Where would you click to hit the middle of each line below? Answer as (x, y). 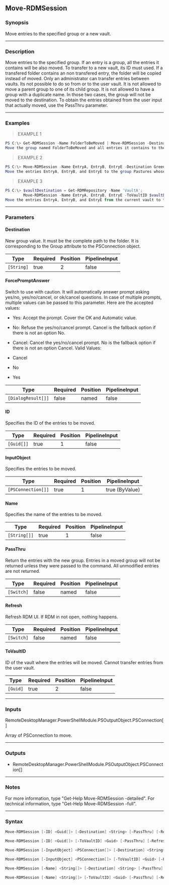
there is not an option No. (39, 333)
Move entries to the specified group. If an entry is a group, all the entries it (82, 62)
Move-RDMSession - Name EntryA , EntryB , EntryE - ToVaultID (85, 195)
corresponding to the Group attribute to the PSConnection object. (73, 246)
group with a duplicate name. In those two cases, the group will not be (78, 94)
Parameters (20, 217)
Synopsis (17, 23)
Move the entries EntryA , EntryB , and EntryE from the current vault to (83, 200)
